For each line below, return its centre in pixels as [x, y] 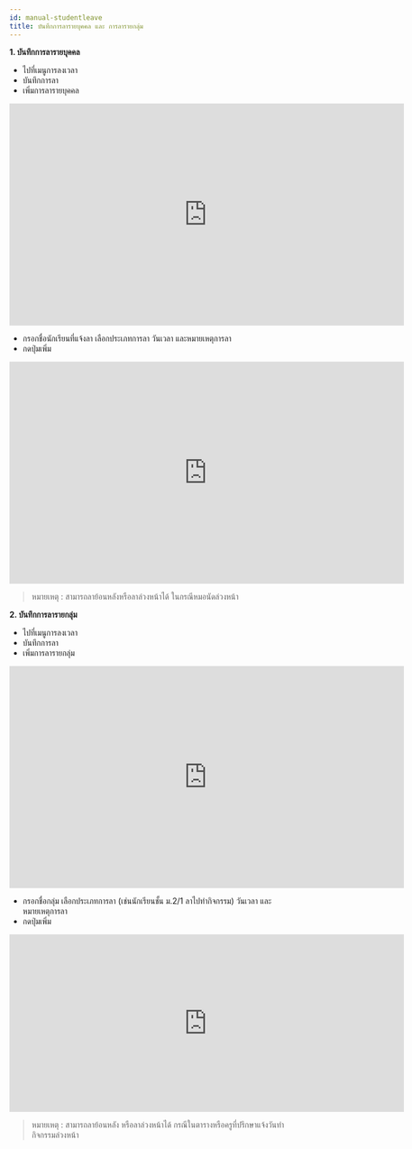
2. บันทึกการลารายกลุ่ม [44, 614]
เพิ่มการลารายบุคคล [50, 90]
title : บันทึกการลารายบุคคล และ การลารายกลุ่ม [77, 26]
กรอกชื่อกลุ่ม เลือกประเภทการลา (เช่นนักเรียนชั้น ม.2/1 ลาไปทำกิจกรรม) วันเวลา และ [147, 901]
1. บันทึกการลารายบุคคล [45, 51]
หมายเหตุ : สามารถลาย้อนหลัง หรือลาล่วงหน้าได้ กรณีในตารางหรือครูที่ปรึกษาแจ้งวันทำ [158, 1125]
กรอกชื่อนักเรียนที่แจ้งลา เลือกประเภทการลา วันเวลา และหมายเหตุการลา [127, 338]
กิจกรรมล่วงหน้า [55, 1135]
